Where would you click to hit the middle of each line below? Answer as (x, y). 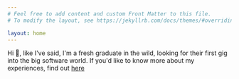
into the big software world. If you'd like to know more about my (101, 61)
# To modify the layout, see (51, 20)
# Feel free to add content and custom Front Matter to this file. (110, 14)
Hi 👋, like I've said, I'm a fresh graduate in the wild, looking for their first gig (117, 53)
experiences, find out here (46, 68)
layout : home (27, 33)
